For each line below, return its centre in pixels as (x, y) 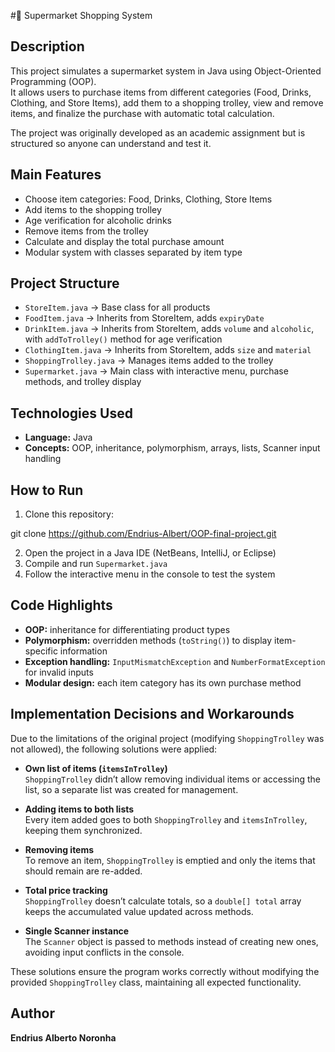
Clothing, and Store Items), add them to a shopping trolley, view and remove (167, 102)
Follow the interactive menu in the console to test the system (150, 574)
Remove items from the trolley (86, 231)
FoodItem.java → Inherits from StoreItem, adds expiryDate (144, 318)
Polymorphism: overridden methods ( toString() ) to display (148, 640)
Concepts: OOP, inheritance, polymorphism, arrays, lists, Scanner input (172, 448)
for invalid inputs (59, 672)
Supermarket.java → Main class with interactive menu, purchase (156, 371)
